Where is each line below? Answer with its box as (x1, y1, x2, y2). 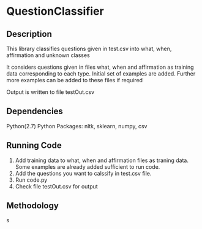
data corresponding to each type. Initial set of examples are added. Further (6, 70, 196, 77)
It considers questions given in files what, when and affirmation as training (6, 63, 194, 71)
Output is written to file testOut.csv (6, 88, 95, 96)
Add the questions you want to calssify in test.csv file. (15, 169, 152, 177)
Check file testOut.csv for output (15, 182, 98, 190)
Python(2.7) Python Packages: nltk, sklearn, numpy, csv (6, 122, 148, 130)
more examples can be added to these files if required (6, 77, 143, 83)
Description (6, 29, 52, 39)
